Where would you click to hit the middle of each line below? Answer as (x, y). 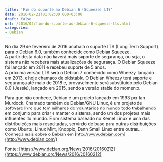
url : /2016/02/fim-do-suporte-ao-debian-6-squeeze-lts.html (68, 23)
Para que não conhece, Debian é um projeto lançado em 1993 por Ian (75, 98)
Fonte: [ (13, 149)
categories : (17, 28)
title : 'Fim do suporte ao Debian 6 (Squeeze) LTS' (59, 10)
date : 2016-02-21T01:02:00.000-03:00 (44, 14)
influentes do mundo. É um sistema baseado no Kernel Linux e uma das (77, 119)
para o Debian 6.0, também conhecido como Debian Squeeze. (68, 52)
